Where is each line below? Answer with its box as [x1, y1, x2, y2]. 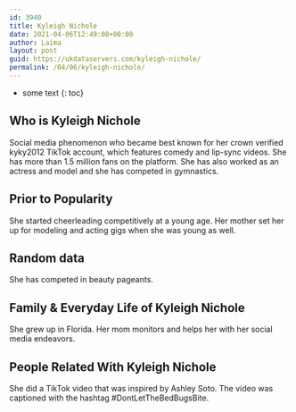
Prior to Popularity [9, 191, 113, 206]
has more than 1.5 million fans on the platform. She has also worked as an [9, 156, 279, 166]
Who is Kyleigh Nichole [9, 114, 141, 129]
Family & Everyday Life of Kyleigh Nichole [9, 300, 245, 315]
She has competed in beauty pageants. [9, 274, 154, 285]
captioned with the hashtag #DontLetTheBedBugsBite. [9, 392, 210, 403]
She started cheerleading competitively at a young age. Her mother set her [9, 215, 284, 226]
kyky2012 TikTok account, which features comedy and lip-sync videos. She [9, 147, 287, 157]
